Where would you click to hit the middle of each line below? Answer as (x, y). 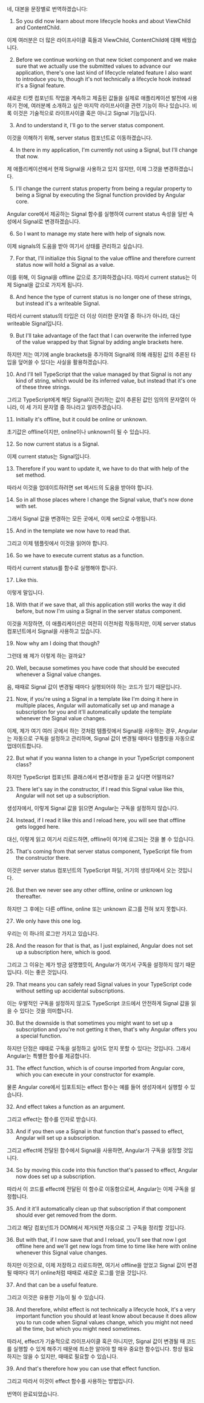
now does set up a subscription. (56, 1176)
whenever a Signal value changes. (58, 674)
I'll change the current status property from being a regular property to (104, 189)
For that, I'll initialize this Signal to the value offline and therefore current (105, 258)
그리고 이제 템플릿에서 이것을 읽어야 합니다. (58, 543)
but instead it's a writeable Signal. (58, 303)
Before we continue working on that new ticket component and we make (106, 60)
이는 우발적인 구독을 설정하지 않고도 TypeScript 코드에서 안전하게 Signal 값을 (98, 1003)
